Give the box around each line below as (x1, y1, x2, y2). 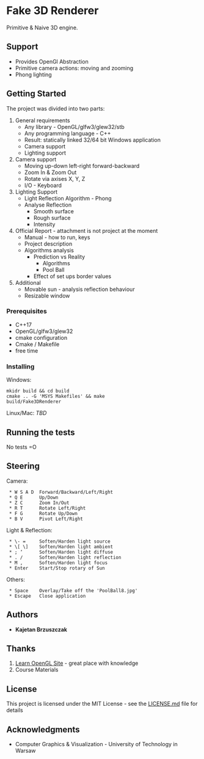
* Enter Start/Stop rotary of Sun (9, 565, 105, 571)
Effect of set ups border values (33, 273, 112, 280)
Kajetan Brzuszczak (15, 626, 67, 633)
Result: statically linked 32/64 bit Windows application (24, 136, 161, 144)
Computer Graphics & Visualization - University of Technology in (15, 741, 178, 748)
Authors (6, 609, 38, 620)
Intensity (33, 221, 56, 228)
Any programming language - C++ (24, 130, 111, 137)
